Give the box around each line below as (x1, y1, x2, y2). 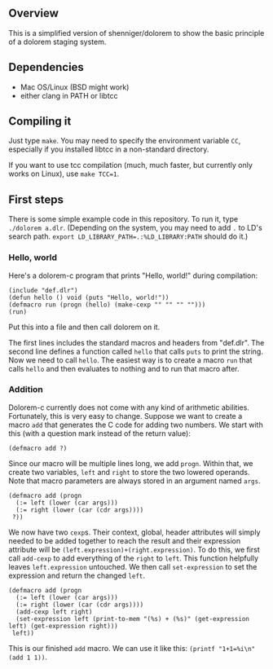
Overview (8, 7, 59, 20)
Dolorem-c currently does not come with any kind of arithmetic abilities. (8, 403, 250, 412)
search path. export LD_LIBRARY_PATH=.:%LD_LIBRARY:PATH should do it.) (8, 231, 249, 241)
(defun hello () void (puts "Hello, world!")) (8, 293, 170, 301)
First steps (8, 192, 64, 206)
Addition (8, 384, 43, 395)
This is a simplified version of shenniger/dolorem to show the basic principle (8, 28, 265, 37)
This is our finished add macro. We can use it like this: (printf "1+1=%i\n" (8, 643, 255, 653)
